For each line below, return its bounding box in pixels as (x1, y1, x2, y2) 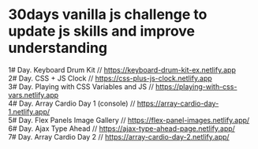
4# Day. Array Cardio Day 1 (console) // (8, 99, 136, 108)
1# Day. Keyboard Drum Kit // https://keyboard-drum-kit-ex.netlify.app (8, 65, 237, 74)
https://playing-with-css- (155, 81, 237, 91)
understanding (8, 39, 108, 57)
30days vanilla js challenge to (8, 6, 208, 24)
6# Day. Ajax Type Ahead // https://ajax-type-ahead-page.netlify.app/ (8, 124, 235, 133)
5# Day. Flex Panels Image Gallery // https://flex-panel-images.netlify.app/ (8, 115, 250, 125)
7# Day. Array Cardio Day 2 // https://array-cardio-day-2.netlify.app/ (8, 132, 230, 141)
